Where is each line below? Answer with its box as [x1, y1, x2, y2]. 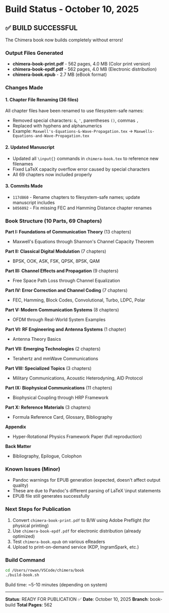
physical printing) [12, 522, 49, 528]
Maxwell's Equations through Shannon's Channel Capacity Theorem [12, 239, 154, 245]
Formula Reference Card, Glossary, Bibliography [12, 414, 113, 420]
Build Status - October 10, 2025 [5, 4, 139, 15]
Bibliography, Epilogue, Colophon [12, 453, 82, 459]
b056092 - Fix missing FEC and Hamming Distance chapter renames [12, 205, 152, 211]
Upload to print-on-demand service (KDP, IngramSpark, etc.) [12, 544, 139, 550]
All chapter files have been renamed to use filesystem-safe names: [5, 108, 144, 114]
